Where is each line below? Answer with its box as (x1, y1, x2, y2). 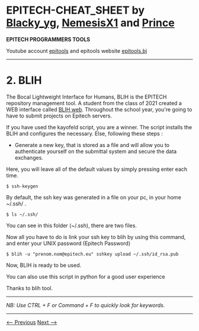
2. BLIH (6, 74, 42, 87)
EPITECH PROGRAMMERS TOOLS (6, 36, 91, 43)
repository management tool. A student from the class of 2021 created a (6, 99, 182, 107)
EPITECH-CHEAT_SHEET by (6, 4, 145, 17)
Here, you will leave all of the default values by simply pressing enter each (6, 165, 188, 173)
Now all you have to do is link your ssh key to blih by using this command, (6, 233, 186, 240)
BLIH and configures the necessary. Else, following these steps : (6, 130, 163, 137)
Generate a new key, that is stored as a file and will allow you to (14, 141, 170, 148)
